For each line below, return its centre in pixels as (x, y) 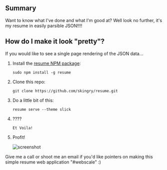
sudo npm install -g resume (41, 72)
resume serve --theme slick (41, 109)
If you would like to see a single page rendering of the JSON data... (74, 53)
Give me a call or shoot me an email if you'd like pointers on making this (79, 156)
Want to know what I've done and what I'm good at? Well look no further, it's (84, 20)
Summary (21, 8)
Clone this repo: (29, 82)
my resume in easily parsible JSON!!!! (44, 26)
